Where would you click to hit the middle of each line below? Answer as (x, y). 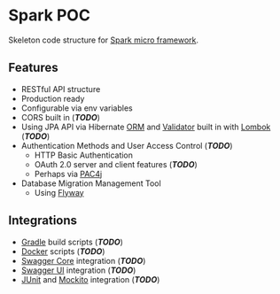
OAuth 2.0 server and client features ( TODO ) (116, 164)
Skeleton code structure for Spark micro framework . (104, 40)
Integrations (43, 221)
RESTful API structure (61, 89)
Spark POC (49, 15)
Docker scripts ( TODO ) (63, 251)
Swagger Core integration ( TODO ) (83, 260)
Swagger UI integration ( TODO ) (78, 270)
